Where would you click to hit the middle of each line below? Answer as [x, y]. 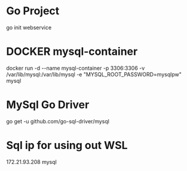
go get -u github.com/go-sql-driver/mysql [58, 121]
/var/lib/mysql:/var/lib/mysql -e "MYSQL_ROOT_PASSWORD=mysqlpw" [94, 74]
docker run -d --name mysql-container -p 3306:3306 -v [76, 68]
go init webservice [29, 27]
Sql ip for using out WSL [67, 145]
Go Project [33, 11]
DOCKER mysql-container [72, 52]
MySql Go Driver [48, 105]
